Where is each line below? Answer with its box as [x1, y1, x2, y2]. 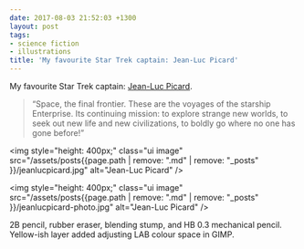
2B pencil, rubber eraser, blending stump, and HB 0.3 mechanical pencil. [9, 220, 283, 230]
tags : [9, 30, 30, 39]
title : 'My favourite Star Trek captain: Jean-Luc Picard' [9, 56, 239, 65]
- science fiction [9, 38, 79, 48]
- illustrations [9, 47, 71, 57]
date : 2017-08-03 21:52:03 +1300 [9, 13, 137, 23]
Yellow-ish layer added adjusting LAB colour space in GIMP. [9, 229, 235, 240]
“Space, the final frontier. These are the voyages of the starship [31, 99, 271, 109]
